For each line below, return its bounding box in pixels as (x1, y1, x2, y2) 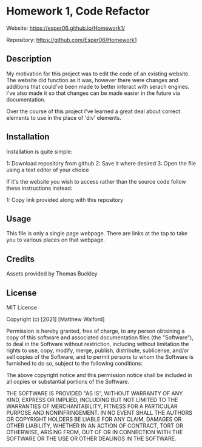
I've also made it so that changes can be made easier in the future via (6, 89, 180, 97)
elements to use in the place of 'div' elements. (6, 114, 121, 121)
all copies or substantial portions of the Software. (6, 378, 129, 385)
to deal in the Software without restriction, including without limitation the (6, 341, 189, 347)
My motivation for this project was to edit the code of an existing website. (6, 70, 190, 77)
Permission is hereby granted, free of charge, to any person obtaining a (6, 327, 185, 334)
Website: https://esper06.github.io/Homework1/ (6, 24, 126, 32)
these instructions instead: (6, 184, 73, 192)
